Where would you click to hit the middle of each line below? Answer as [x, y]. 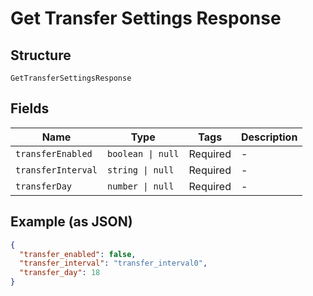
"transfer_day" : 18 [60, 273]
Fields [30, 108]
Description [269, 137]
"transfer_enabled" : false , [78, 254]
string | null [140, 170]
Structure [41, 55]
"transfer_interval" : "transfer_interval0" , [113, 263]
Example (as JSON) [71, 222]
